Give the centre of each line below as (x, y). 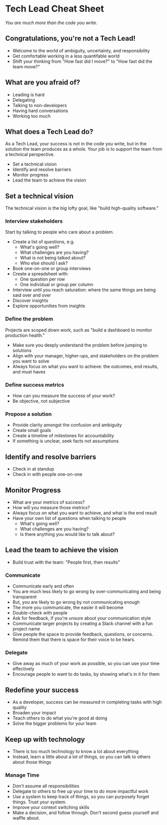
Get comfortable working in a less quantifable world (66, 56)
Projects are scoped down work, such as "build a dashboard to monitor (79, 330)
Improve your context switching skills (51, 807)
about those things (32, 762)
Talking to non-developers (40, 105)
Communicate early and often (43, 586)
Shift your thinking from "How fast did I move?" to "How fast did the (82, 61)
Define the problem (29, 319)
